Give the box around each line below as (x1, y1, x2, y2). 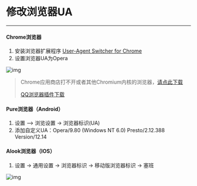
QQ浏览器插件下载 (20, 91, 65, 98)
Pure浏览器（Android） (6, 105, 64, 112)
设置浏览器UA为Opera (14, 55, 69, 62)
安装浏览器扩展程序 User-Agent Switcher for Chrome (14, 47, 142, 54)
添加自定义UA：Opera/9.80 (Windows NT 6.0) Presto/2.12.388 (14, 127, 165, 134)
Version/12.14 (14, 133, 47, 140)
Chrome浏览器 (6, 33, 42, 40)
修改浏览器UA (6, 5, 73, 19)
